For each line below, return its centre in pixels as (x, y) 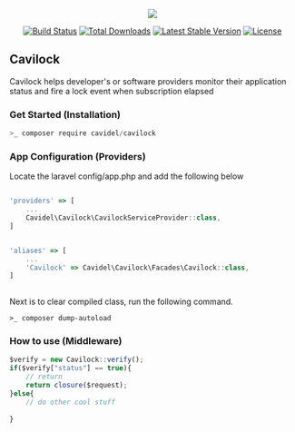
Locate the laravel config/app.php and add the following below (127, 176)
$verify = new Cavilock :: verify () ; (77, 360)
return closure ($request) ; (77, 386)
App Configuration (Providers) (78, 156)
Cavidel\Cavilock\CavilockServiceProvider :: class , (123, 218)
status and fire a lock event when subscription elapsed (112, 91)
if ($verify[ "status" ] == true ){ (70, 368)
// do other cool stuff (71, 402)
